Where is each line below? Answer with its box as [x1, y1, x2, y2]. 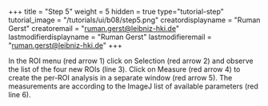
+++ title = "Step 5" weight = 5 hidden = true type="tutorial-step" [8, 7, 224, 16]
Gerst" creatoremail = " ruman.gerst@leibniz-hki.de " [8, 24, 180, 33]
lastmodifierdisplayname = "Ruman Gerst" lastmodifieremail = [8, 32, 212, 41]
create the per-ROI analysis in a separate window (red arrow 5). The [8, 73, 233, 82]
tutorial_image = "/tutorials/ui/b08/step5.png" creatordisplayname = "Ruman [8, 15, 261, 25]
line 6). [8, 90, 31, 99]
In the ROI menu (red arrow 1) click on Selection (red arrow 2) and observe [8, 56, 254, 65]
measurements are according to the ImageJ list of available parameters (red [8, 81, 258, 91]
